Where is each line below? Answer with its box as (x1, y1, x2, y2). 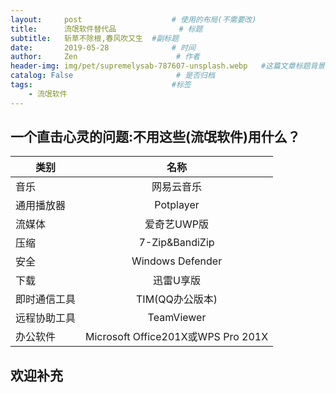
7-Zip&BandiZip (138, 236, 215, 250)
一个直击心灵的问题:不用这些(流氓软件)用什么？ (10, 129, 301, 146)
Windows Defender (131, 254, 223, 268)
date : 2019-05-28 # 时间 (10, 42, 196, 53)
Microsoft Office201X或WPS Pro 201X (85, 330, 269, 344)
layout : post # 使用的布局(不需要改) (10, 14, 257, 25)
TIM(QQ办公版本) (136, 292, 218, 306)
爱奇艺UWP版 (144, 217, 209, 231)
